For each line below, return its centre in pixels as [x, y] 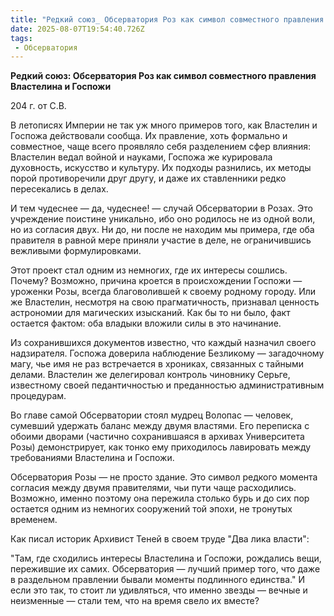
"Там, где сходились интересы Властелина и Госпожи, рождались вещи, [166, 558]
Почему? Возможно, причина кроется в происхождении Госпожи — [156, 281]
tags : [21, 38]
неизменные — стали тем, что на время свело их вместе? [135, 601]
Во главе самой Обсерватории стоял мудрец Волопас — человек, [152, 415]
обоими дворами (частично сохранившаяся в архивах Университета [157, 437]
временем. [34, 520]
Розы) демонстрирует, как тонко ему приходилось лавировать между [161, 447]
